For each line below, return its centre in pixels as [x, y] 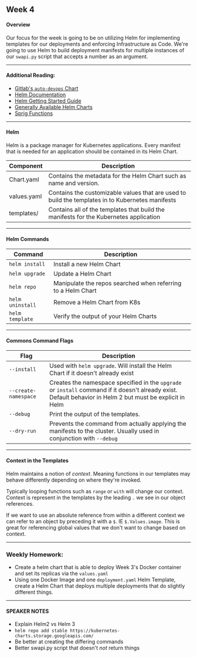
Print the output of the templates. [95, 414]
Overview [18, 24]
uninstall [23, 305]
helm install [27, 264]
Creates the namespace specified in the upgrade [116, 382]
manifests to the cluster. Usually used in [104, 431]
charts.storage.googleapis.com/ [54, 636]
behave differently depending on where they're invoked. [74, 480]
